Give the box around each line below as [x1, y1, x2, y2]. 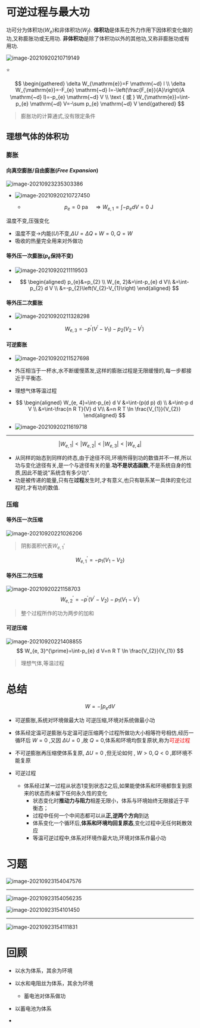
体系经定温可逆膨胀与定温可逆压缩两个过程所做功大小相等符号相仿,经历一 [14, 729, 194, 736]
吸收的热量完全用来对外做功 [14, 237, 83, 244]
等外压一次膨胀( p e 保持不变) [6, 252, 74, 261]
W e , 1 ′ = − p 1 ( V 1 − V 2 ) [75, 555, 125, 565]
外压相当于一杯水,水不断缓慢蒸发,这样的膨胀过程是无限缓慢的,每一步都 [14, 367, 186, 374]
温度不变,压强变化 [6, 217, 50, 224]
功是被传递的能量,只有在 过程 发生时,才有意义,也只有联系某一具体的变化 [14, 476, 186, 484]
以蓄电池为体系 [14, 1005, 52, 1012]
